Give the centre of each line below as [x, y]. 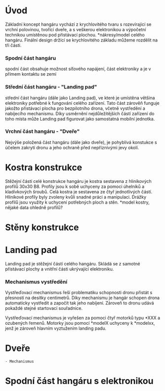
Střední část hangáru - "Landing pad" [51, 87]
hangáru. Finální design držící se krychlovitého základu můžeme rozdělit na [82, 40]
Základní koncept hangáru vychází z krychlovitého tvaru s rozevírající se [78, 24]
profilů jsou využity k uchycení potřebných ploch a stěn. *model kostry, [77, 202]
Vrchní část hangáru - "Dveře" [42, 131]
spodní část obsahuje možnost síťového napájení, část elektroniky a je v [78, 69]
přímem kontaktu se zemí [31, 74]
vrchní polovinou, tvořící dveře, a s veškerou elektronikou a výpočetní [76, 29]
